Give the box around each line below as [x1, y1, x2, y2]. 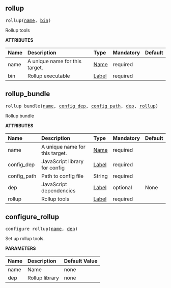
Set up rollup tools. [5, 236, 45, 242]
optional [112, 184, 132, 191]
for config [41, 164, 65, 171]
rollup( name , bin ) [5, 17, 51, 23]
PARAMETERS [5, 245, 36, 251]
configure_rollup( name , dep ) [5, 226, 78, 232]
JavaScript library [41, 158, 84, 165]
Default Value [64, 257, 98, 265]
